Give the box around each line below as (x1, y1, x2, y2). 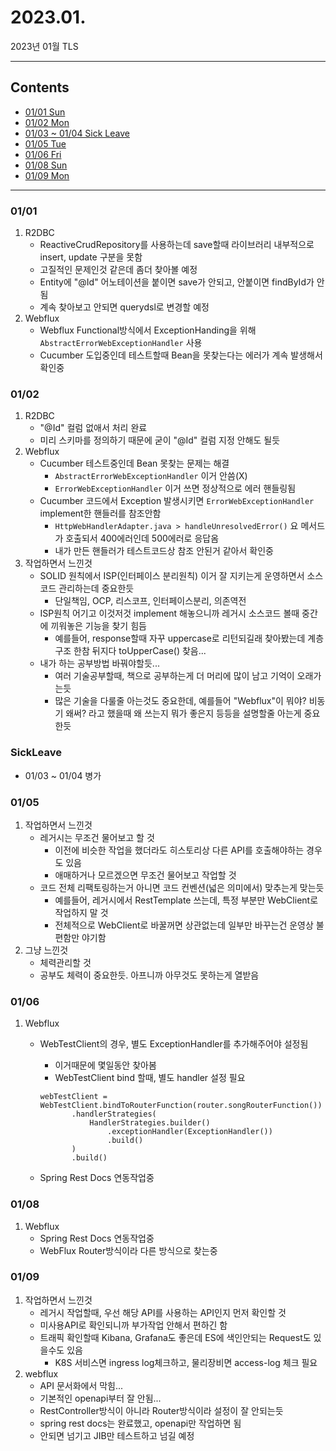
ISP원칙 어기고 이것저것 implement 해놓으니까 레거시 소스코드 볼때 (39, 607, 300, 620)
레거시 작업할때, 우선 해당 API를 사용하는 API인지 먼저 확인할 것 (39, 1306, 287, 1318)
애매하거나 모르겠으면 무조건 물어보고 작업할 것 (54, 869, 237, 881)
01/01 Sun (24, 106, 66, 118)
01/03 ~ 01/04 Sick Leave (24, 127, 130, 139)
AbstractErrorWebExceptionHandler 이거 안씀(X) (54, 470, 248, 482)
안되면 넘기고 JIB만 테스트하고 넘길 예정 (39, 1429, 195, 1441)
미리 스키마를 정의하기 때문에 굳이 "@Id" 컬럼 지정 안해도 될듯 (39, 434, 281, 446)
